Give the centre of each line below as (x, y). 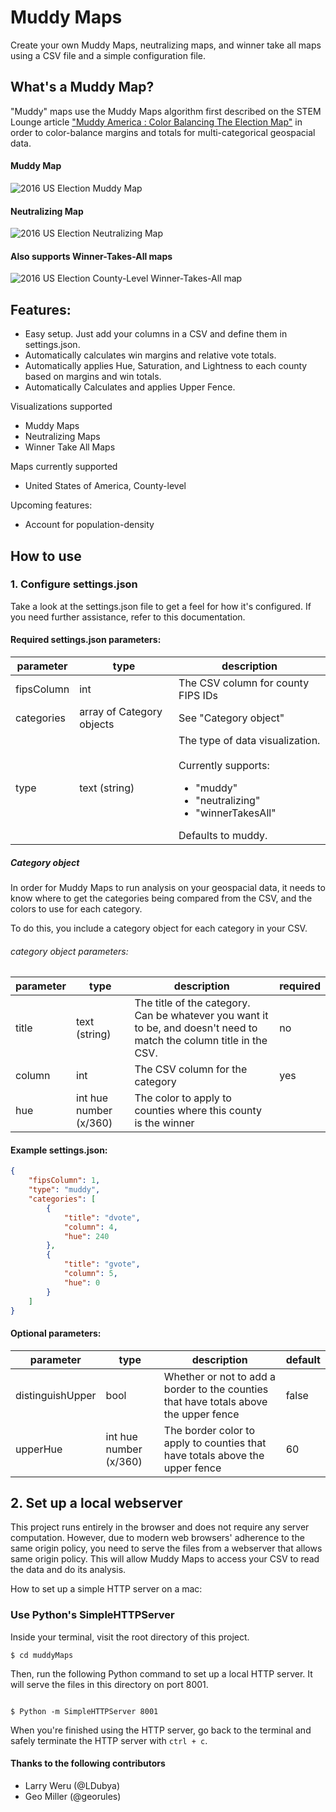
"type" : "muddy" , (64, 1190)
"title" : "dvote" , (102, 1217)
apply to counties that (215, 1443)
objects (97, 724)
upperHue (39, 1449)
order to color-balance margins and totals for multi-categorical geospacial (163, 132)
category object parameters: (69, 951)
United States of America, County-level (105, 486)
